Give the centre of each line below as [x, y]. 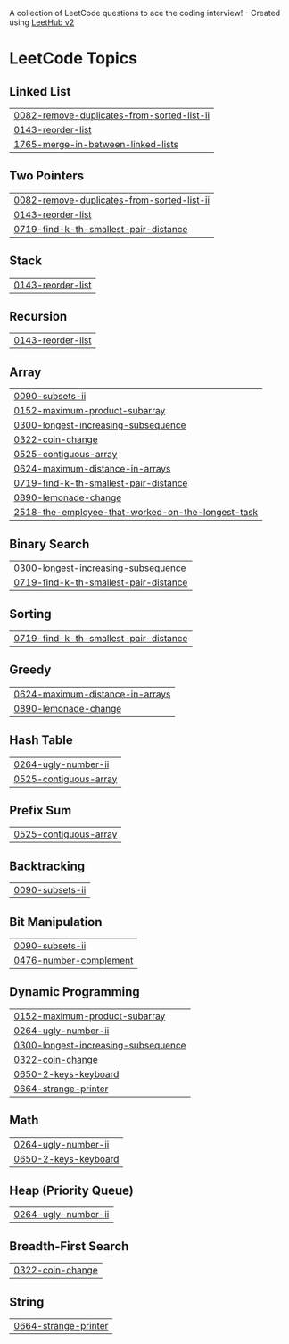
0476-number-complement [74, 960]
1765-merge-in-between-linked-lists [96, 144]
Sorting [30, 614]
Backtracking [47, 866]
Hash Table [41, 740]
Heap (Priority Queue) [71, 1190]
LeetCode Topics [74, 58]
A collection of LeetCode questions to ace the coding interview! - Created [145, 13]
